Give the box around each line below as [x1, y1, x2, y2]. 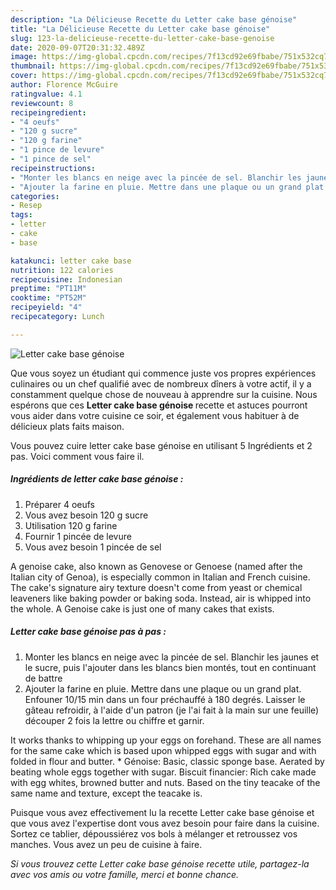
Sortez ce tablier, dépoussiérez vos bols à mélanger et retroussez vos [10, 827, 298, 840]
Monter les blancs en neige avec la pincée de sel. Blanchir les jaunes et [24, 651, 320, 663]
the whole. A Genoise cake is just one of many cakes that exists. [10, 602, 275, 615]
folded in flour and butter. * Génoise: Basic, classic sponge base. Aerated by [10, 755, 325, 767]
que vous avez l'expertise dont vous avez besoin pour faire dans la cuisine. [10, 817, 320, 829]
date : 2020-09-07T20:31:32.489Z [10, 42, 145, 53]
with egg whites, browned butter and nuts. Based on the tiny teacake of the [10, 776, 321, 788]
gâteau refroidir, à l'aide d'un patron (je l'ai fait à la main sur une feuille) [24, 704, 320, 716]
